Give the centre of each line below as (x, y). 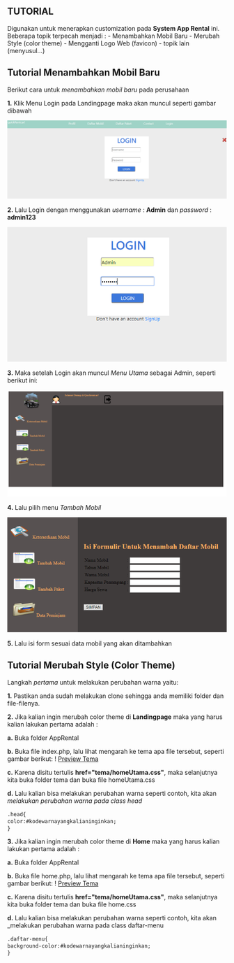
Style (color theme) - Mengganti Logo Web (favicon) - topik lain (98, 43)
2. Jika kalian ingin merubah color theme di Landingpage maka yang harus (115, 717)
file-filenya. (24, 703)
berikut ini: (23, 380)
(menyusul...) (26, 50)
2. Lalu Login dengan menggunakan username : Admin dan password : (110, 210)
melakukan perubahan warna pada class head (75, 801)
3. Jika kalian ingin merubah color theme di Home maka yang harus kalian (114, 841)
